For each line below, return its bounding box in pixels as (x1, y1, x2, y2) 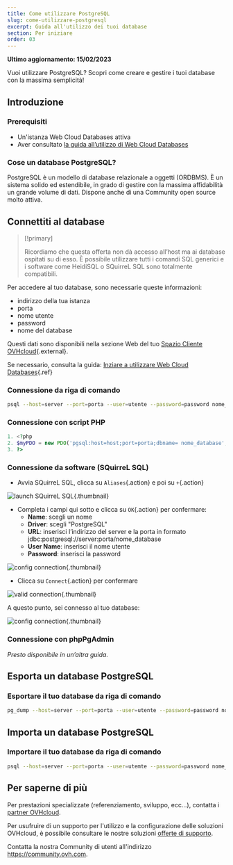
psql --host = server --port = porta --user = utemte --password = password (7, 763, 209, 770)
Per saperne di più (7, 782, 88, 794)
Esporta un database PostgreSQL (7, 670, 154, 682)
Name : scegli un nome (27, 512, 92, 522)
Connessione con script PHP (7, 418, 106, 428)
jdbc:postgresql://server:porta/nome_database (27, 535, 162, 543)
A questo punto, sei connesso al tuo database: (7, 604, 140, 612)
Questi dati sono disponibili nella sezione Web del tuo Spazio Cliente (7, 339, 203, 348)
